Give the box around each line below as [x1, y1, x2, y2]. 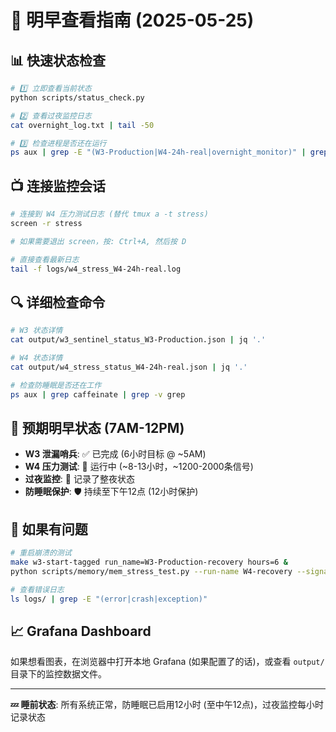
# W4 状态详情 [10, 353, 63, 363]
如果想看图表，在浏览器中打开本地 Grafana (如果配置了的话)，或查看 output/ [10, 656, 325, 668]
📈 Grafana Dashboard [10, 622, 152, 640]
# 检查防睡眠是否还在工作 [10, 380, 102, 390]
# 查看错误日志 [10, 584, 65, 595]
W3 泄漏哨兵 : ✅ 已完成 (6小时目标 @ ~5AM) [24, 448, 207, 460]
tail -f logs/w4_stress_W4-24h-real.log [10, 264, 182, 274]
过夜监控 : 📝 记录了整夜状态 [24, 473, 135, 485]
